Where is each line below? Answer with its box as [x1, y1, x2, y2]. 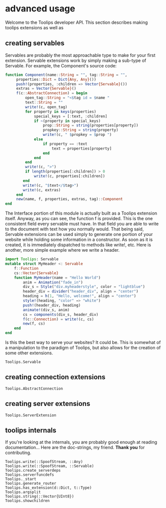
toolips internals [5, 426, 56, 435]
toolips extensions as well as [5, 24, 63, 30]
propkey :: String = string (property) [43, 127, 119, 133]
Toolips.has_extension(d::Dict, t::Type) [5, 485, 92, 491]
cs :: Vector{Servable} [14, 271, 58, 276]
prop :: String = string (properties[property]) [43, 123, 139, 128]
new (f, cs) [23, 321, 46, 326]
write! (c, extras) [23, 187, 61, 192]
